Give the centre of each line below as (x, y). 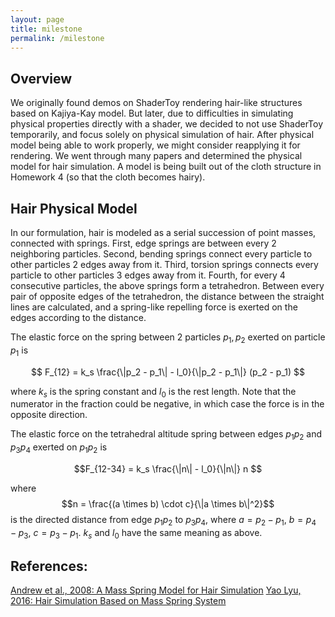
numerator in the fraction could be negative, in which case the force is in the (167, 404)
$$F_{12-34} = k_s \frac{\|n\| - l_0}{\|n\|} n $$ (168, 468)
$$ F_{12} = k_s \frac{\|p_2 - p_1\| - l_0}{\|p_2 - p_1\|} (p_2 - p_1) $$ (168, 372)
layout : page (37, 19)
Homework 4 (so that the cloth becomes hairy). (108, 177)
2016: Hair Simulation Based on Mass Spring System (118, 601)
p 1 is (19, 351)
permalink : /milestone (57, 38)
